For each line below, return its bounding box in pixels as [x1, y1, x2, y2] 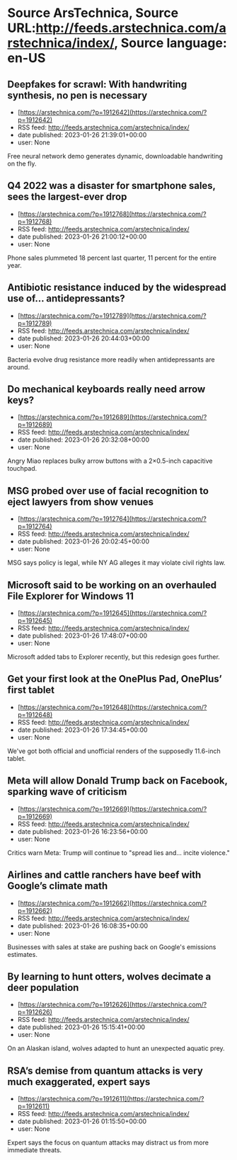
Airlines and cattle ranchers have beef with [7, 869, 202, 881]
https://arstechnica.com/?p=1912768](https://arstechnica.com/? [20, 209, 207, 218]
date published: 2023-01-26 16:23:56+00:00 [17, 827, 149, 836]
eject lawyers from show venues [7, 495, 154, 507]
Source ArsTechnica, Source [7, 5, 179, 21]
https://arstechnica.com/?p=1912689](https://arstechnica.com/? [20, 413, 207, 422]
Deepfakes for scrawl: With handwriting [7, 78, 187, 90]
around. [7, 362, 30, 371]
